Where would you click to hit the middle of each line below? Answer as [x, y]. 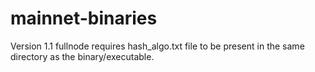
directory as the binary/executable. [82, 56]
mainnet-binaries [84, 18]
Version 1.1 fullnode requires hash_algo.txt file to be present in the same [157, 46]
